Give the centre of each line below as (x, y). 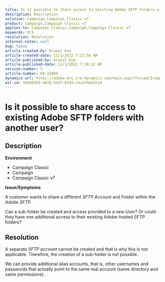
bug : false (16, 46)
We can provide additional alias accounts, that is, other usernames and (77, 264)
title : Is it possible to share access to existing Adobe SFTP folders (80, 10)
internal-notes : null (27, 42)
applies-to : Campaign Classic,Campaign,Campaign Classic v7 (68, 28)
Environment (18, 158)
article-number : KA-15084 (31, 74)
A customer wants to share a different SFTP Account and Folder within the (80, 197)
